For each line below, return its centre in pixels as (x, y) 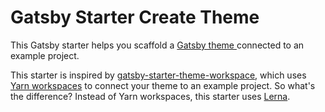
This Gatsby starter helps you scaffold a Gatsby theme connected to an (157, 45)
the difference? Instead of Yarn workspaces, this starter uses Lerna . (150, 96)
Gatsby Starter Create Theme (135, 17)
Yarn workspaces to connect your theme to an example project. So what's (163, 85)
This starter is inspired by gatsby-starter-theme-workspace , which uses (158, 75)
